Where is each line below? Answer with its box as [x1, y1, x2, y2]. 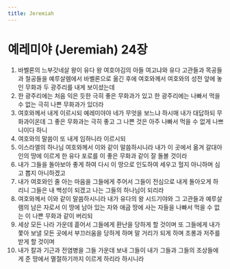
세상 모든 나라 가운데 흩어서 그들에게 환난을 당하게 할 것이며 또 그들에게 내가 [17, 220, 221, 229]
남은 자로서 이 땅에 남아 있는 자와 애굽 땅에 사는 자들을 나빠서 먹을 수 [30, 203, 213, 211]
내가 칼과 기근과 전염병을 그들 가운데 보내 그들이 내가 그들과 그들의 [17, 246, 195, 254]
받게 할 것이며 [17, 237, 55, 246]
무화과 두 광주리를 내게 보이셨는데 [25, 83, 115, 91]
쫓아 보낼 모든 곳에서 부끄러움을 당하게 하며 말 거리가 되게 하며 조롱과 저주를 [17, 229, 221, 237]
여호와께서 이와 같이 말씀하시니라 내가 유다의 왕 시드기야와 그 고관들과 [17, 194, 205, 202]
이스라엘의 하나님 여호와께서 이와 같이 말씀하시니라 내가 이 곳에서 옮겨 [17, 143, 205, 151]
